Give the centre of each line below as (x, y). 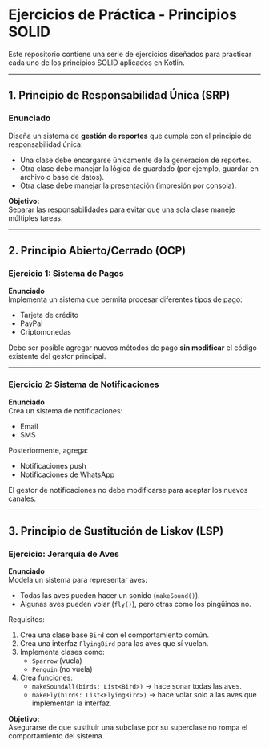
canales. (22, 498)
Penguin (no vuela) (62, 669)
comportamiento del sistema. (56, 736)
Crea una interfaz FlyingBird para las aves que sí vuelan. (114, 644)
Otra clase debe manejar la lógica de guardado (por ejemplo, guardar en (139, 168)
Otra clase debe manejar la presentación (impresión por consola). (128, 185)
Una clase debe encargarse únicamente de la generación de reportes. (135, 160)
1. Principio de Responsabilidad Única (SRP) (119, 95)
